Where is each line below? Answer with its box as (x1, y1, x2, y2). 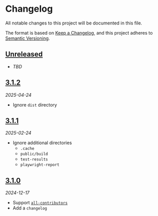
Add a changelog (12, 205, 47, 211)
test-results (20, 157, 48, 162)
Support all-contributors (12, 200, 68, 206)
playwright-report (20, 163, 60, 168)
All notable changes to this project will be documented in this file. (5, 20, 143, 26)
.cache (20, 146, 35, 151)
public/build (20, 151, 48, 157)
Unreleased (5, 50, 43, 59)
